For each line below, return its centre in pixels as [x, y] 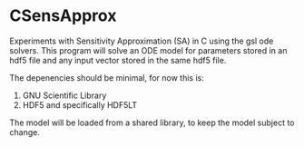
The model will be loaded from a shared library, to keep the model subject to [152, 122]
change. [25, 132]
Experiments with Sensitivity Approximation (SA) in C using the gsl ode [142, 41]
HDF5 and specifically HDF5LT [80, 104]
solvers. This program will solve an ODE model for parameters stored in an [148, 50]
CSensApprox [63, 16]
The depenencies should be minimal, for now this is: [107, 77]
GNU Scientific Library [64, 95]
